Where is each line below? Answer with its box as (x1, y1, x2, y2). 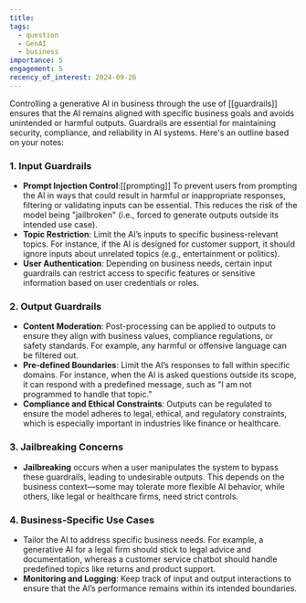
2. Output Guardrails (9, 300, 102, 312)
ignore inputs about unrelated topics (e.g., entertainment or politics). (22, 249, 280, 259)
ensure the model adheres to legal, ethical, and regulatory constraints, (22, 408, 288, 419)
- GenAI (17, 38, 47, 48)
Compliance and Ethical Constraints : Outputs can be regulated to (22, 398, 272, 409)
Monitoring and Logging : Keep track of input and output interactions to (22, 573, 292, 584)
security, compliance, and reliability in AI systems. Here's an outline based (9, 127, 290, 138)
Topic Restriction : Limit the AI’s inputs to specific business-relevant (22, 229, 279, 240)
